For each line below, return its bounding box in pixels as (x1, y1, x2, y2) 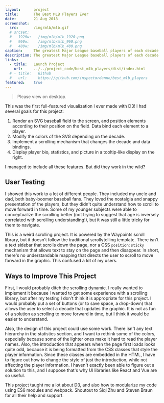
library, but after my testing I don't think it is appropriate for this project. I (5, 295, 152, 302)
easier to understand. (5, 316, 48, 322)
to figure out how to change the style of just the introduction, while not (5, 357, 147, 363)
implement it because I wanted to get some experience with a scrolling (5, 290, 148, 296)
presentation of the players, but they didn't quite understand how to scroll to (5, 201, 159, 207)
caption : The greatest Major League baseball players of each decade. (5, 48, 161, 53)
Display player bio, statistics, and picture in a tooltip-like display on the (12, 149, 155, 155)
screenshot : (5, 21, 29, 26)
